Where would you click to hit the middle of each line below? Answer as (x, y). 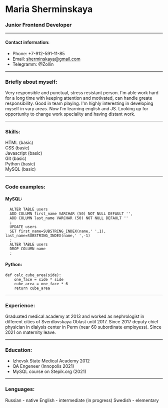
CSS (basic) (17, 148)
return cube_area (32, 288)
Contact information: (27, 42)
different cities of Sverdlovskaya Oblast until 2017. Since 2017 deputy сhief (82, 321)
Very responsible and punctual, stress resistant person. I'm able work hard (82, 92)
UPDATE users (23, 227)
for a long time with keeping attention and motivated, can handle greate (79, 98)
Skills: (13, 131)
